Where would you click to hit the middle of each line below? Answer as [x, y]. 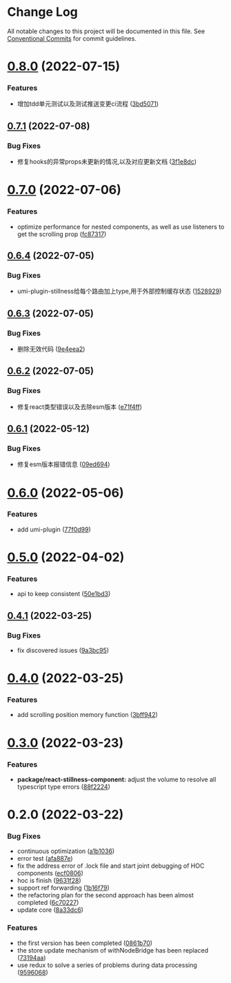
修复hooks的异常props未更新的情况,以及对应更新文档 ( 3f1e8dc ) [107, 162]
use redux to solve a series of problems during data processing [107, 965]
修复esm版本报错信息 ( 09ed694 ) [63, 464]
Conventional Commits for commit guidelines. [72, 38]
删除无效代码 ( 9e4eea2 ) [51, 349]
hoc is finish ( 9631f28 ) [49, 881]
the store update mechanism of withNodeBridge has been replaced [113, 950]
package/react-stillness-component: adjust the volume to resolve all [117, 779]
